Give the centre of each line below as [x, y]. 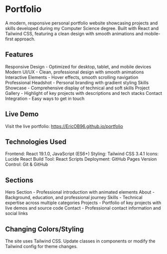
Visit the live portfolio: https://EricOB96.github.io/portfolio [64, 126]
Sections [19, 180]
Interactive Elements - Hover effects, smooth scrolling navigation [72, 77]
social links [17, 214]
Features [19, 55]
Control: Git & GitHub [27, 164]
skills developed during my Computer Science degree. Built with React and [82, 28]
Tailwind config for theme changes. [42, 246]
